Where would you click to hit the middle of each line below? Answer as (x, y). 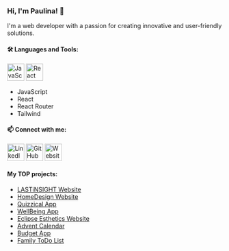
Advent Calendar (41, 226)
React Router (35, 106)
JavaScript (32, 91)
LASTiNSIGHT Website (49, 189)
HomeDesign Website (48, 196)
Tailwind (29, 113)
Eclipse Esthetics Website (53, 218)
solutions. (21, 33)
